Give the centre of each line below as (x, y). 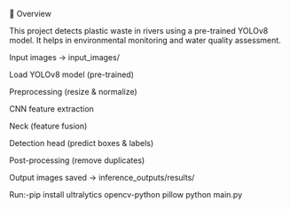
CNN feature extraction (52, 109)
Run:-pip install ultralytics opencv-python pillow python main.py (126, 194)
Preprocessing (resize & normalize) (73, 92)
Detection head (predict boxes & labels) (82, 143)
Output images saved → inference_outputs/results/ (102, 178)
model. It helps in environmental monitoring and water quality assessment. (145, 40)
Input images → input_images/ (64, 57)
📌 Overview (30, 14)
